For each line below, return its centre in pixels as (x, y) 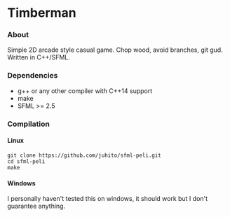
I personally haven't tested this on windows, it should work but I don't (108, 199)
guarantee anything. (36, 206)
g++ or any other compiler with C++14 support (85, 91)
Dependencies (33, 76)
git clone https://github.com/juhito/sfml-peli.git (84, 155)
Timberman (42, 13)
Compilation (29, 124)
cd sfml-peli (26, 161)
